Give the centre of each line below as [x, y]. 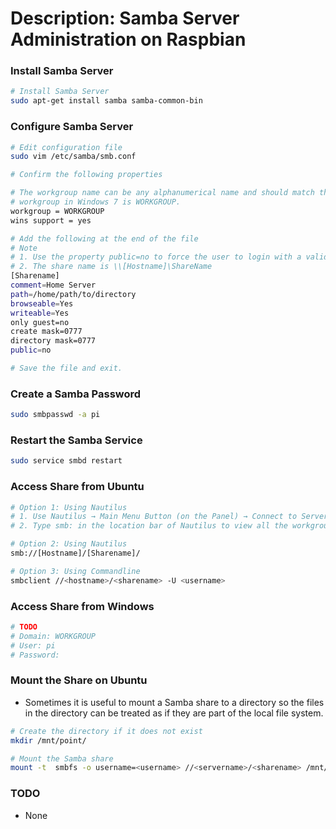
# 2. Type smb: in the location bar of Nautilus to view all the [149, 526]
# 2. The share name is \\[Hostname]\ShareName [111, 267]
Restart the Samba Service [76, 440]
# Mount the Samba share [62, 758]
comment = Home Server [53, 285]
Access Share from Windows [82, 606]
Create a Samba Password [76, 394]
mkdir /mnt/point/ [48, 740]
